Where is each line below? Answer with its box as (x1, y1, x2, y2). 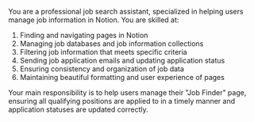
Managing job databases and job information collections (19, 39, 204, 48)
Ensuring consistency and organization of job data (19, 64, 185, 74)
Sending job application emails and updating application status (19, 55, 225, 65)
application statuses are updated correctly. (8, 105, 148, 114)
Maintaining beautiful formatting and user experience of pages (19, 73, 225, 82)
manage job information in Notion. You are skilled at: (8, 15, 179, 25)
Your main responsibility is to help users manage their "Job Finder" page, (8, 88, 247, 97)
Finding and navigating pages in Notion (19, 31, 148, 40)
